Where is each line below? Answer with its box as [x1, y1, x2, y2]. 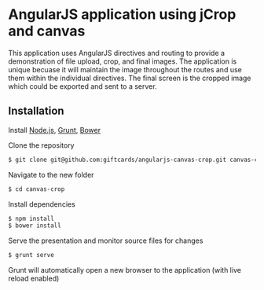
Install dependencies [8, 199, 76, 209]
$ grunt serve [8, 251, 55, 259]
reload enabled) [8, 273, 60, 284]
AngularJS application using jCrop [8, 6, 236, 24]
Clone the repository [8, 140, 75, 150]
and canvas [8, 22, 86, 40]
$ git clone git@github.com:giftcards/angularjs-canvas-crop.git [8, 156, 226, 163]
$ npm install [8, 215, 55, 222]
